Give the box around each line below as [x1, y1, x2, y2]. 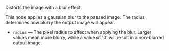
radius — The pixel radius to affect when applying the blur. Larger [12, 29, 152, 35]
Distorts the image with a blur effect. [5, 5, 82, 10]
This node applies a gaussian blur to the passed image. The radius [5, 14, 146, 20]
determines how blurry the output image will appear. [5, 20, 116, 25]
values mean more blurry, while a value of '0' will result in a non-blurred [12, 35, 164, 40]
